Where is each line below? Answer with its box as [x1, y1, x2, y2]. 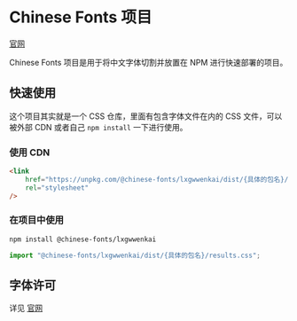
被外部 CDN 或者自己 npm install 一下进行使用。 [9, 121, 188, 132]
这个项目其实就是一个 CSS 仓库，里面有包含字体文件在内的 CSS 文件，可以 [9, 111, 283, 121]
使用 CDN [9, 146, 51, 159]
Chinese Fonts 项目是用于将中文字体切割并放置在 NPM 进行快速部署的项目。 [9, 57, 288, 67]
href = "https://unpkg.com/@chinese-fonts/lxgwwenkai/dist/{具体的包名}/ [25, 175, 289, 184]
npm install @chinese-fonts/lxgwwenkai [9, 235, 157, 244]
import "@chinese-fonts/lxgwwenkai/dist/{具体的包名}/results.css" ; [9, 251, 262, 260]
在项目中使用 [9, 214, 65, 226]
